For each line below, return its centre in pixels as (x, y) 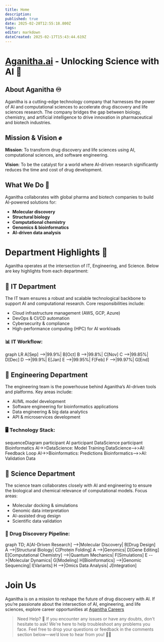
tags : (11, 28)
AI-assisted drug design (36, 516)
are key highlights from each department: (47, 271)
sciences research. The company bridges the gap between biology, (73, 112)
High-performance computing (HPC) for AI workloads (66, 329)
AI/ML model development (39, 401)
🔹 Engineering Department (47, 375)
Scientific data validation (37, 521)
